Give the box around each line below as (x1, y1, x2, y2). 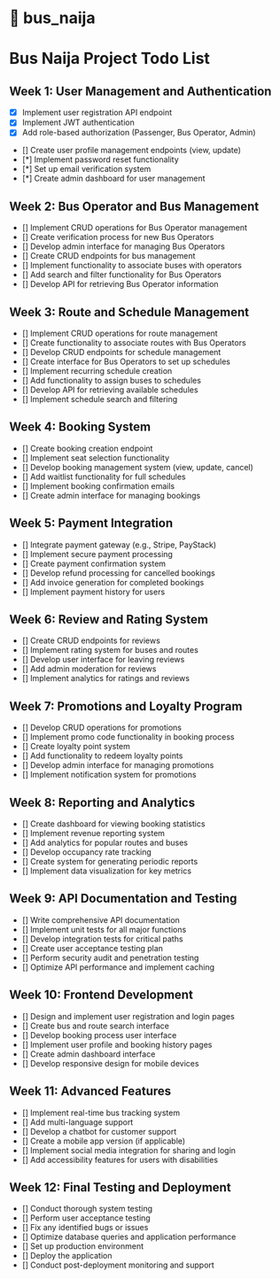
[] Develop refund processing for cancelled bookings (21, 567, 215, 578)
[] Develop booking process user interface (21, 1029, 177, 1040)
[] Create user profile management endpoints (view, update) (21, 145, 242, 156)
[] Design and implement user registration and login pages (21, 1011, 235, 1021)
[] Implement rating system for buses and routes (21, 645, 199, 655)
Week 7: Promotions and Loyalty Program (9, 699, 243, 714)
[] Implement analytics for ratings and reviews (21, 673, 191, 684)
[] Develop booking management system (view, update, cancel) (21, 461, 254, 472)
